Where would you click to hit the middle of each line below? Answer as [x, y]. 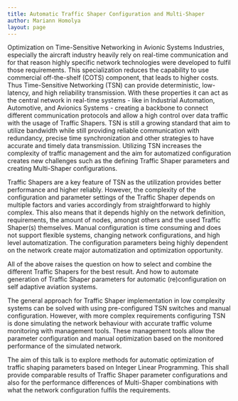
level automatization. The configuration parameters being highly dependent [118, 243]
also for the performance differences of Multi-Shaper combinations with [113, 382]
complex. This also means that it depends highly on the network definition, [117, 213]
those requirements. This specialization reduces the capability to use [108, 70]
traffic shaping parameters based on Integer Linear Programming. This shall [118, 368]
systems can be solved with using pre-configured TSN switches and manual [119, 308]
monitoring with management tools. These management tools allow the [111, 331]
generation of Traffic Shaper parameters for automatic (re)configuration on [117, 279]
